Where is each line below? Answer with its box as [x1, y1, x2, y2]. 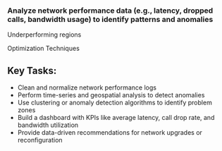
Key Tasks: [7, 64, 57, 76]
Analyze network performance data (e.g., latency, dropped [7, 6, 214, 16]
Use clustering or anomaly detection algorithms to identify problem [17, 98, 213, 107]
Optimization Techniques [7, 44, 80, 53]
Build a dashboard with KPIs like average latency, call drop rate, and [17, 114, 215, 122]
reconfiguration [17, 136, 63, 145]
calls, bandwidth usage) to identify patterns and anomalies [7, 14, 214, 24]
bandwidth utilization [17, 121, 79, 129]
